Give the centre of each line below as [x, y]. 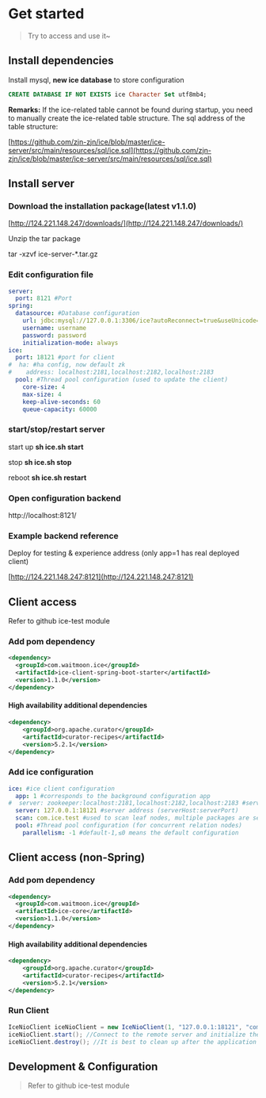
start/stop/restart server [57, 429]
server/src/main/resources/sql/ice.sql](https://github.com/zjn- [110, 150]
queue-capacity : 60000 [60, 409]
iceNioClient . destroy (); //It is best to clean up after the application [133, 1042]
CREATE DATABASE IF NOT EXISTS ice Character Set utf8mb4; [108, 94]
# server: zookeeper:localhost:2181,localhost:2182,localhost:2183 [123, 803]
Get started [46, 14]
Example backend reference [63, 536]
